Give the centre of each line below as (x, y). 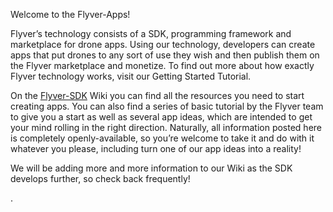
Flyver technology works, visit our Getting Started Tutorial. (131, 76)
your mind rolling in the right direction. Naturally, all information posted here (166, 127)
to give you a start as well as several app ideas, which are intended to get (161, 117)
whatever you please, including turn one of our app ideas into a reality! (156, 148)
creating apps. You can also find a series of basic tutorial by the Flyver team (167, 106)
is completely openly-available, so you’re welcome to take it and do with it (162, 138)
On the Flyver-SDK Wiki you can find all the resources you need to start (157, 95)
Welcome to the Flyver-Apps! (70, 14)
